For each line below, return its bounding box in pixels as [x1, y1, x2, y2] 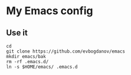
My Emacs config [6, 4, 93, 18]
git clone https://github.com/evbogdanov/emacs [6, 48, 126, 54]
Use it [6, 28, 28, 38]
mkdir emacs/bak [6, 54, 46, 60]
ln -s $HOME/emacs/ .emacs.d [6, 64, 78, 70]
